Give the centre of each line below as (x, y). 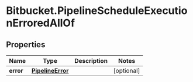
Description (91, 61)
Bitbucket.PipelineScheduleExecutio (97, 11)
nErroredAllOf (40, 23)
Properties (26, 44)
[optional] (127, 71)
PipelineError (50, 71)
